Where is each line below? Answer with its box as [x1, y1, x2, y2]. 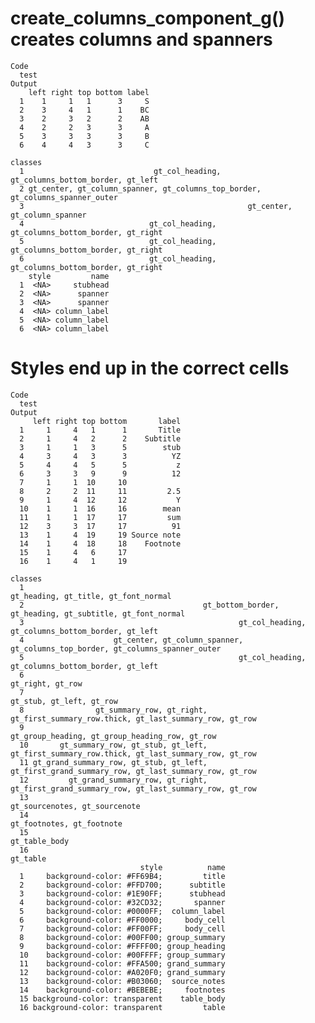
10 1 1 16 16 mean [19, 503, 182, 514]
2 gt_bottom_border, [19, 600, 280, 610]
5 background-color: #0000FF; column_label [19, 906, 226, 916]
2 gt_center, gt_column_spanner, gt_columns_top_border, [19, 183, 262, 194]
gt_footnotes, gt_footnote [10, 818, 123, 829]
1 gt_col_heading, [19, 166, 222, 176]
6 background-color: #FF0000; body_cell [19, 915, 226, 925]
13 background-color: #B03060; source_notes [19, 976, 226, 986]
